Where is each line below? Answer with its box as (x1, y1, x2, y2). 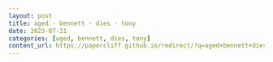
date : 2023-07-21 (8, 27, 67, 35)
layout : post (8, 11, 53, 20)
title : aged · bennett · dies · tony (8, 19, 136, 27)
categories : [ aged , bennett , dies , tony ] (8, 34, 151, 43)
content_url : (8, 42, 53, 50)
